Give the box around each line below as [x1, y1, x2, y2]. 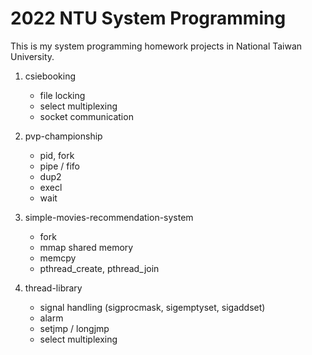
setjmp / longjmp [39, 322, 110, 334]
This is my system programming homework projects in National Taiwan [10, 40, 303, 52]
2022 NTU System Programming [10, 7, 287, 30]
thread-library [24, 282, 83, 294]
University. [10, 50, 55, 62]
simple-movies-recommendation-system [24, 211, 194, 223]
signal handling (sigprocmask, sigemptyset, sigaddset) [39, 301, 266, 313]
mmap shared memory [39, 241, 134, 253]
